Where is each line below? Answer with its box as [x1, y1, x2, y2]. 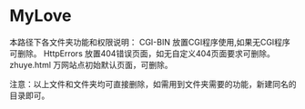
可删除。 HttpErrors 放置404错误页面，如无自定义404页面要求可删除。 [9, 47, 276, 59]
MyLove [9, 5, 72, 26]
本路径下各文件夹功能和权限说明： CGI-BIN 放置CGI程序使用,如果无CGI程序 [9, 36, 291, 47]
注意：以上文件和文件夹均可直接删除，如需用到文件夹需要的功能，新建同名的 [9, 78, 297, 89]
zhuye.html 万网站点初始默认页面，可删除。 [9, 59, 173, 70]
